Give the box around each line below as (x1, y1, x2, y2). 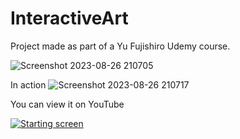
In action (10, 78, 47, 91)
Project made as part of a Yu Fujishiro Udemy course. (10, 40, 231, 52)
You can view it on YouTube (10, 98, 125, 110)
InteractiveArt (10, 7, 129, 30)
